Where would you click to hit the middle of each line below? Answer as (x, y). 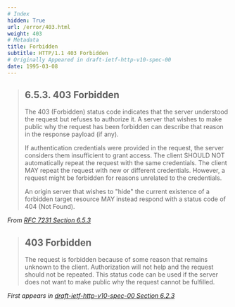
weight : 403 (25, 34)
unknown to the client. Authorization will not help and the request (119, 267)
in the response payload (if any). (71, 134)
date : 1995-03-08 (33, 66)
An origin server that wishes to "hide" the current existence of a (117, 192)
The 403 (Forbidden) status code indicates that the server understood (126, 112)
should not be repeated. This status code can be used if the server (121, 275)
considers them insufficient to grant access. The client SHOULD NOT (125, 155)
